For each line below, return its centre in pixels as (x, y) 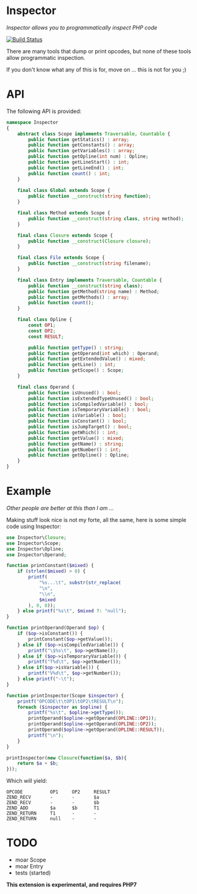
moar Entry (29, 867)
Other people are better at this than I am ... (60, 508)
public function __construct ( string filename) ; (90, 263)
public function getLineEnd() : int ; (76, 168)
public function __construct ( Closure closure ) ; (90, 241)
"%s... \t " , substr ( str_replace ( (80, 583)
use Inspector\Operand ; (37, 555)
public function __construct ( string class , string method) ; (106, 218)
